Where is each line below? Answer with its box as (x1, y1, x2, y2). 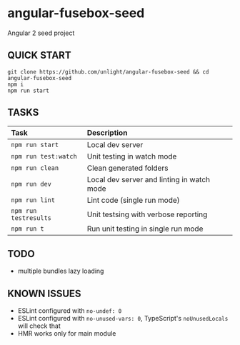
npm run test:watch (11, 152, 77, 160)
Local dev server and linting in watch (86, 174, 211, 184)
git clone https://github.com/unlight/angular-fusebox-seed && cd (7, 68, 209, 76)
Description (86, 127, 128, 137)
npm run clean (11, 164, 59, 172)
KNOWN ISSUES (7, 287, 81, 299)
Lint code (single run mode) (86, 195, 180, 205)
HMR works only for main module (17, 329, 116, 338)
